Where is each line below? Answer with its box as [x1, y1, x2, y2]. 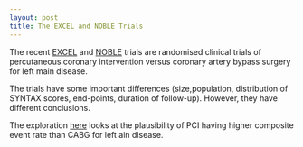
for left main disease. [9, 65, 88, 77]
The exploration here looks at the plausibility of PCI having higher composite [9, 119, 294, 131]
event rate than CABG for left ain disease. [9, 129, 164, 140]
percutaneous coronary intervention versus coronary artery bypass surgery [9, 56, 291, 67]
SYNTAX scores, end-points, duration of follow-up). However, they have [9, 92, 279, 104]
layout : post [9, 13, 59, 23]
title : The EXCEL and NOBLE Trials [9, 22, 144, 31]
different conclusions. [9, 102, 90, 113]
